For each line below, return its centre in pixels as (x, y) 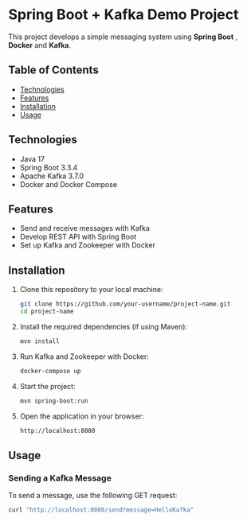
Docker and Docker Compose (69, 184)
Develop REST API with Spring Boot (78, 237)
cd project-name (47, 312)
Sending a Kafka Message (60, 477)
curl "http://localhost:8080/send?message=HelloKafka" (101, 510)
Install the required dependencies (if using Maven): (104, 326)
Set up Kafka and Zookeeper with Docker (87, 245)
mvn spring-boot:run (54, 401)
